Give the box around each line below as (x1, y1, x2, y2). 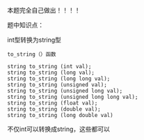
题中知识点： (7, 21, 44, 29)
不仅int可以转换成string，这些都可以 (7, 125, 110, 133)
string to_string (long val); (7, 69, 95, 76)
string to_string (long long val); (7, 75, 111, 82)
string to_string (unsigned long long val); (7, 93, 138, 100)
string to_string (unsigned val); (7, 81, 108, 88)
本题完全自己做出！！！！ (7, 6, 81, 14)
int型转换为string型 (7, 36, 61, 44)
